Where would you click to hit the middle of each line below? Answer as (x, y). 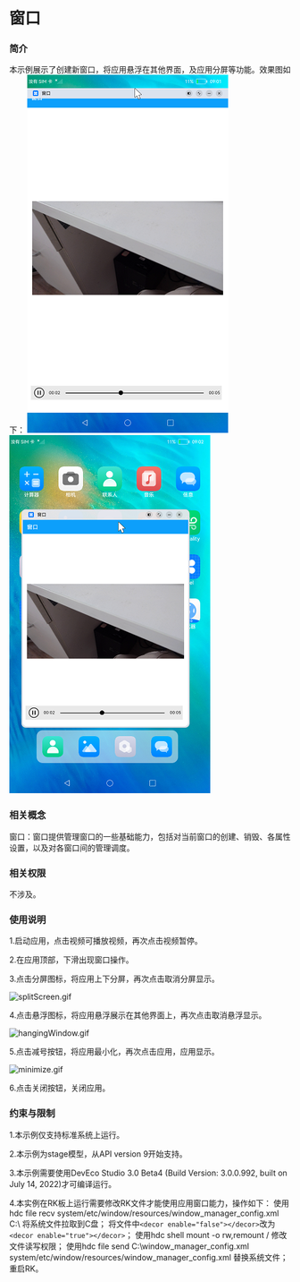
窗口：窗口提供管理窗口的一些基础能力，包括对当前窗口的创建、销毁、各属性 (150, 836)
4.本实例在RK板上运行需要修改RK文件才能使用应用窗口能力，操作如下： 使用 (150, 1203)
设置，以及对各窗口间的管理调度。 (72, 848)
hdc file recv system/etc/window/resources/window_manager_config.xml (144, 1213)
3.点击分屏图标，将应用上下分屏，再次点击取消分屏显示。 (115, 979)
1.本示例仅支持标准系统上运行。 (67, 1134)
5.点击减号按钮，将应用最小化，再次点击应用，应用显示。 (114, 1052)
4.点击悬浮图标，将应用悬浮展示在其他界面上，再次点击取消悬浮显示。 (138, 1015)
